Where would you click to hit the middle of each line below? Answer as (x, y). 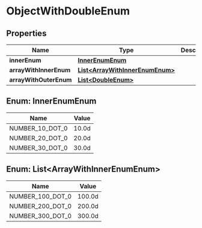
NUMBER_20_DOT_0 (38, 138)
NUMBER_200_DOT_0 (41, 206)
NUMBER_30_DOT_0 (38, 147)
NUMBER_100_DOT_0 (41, 196)
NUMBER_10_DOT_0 (38, 128)
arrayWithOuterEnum (41, 80)
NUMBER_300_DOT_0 (41, 216)
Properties (26, 33)
